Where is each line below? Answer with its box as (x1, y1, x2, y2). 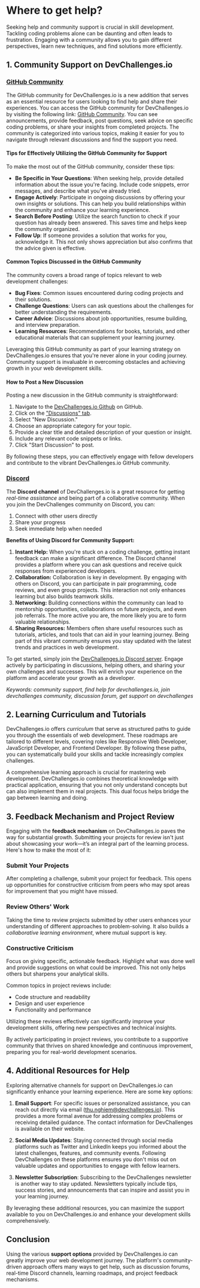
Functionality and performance (14, 1006, 92, 1013)
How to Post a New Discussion (6, 378, 84, 385)
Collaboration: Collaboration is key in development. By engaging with (14, 573, 187, 581)
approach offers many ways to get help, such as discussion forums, (23, 1263, 190, 1270)
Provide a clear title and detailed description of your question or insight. (14, 429, 192, 436)
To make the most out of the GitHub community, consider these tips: (6, 163, 175, 170)
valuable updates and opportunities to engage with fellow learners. (14, 1162, 180, 1169)
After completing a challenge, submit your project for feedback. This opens (6, 875, 192, 882)
